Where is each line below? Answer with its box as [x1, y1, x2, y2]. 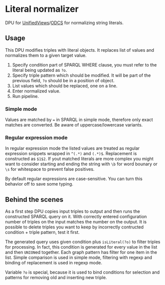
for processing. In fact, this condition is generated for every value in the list [5, 244, 158, 250]
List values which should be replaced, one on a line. [12, 83, 118, 89]
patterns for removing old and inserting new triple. [5, 275, 107, 281]
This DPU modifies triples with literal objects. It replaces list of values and [5, 47, 154, 53]
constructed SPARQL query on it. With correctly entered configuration [5, 214, 147, 220]
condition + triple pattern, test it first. [5, 229, 80, 235]
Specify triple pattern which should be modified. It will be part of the [12, 72, 151, 78]
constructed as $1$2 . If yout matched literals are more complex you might [5, 156, 154, 162]
